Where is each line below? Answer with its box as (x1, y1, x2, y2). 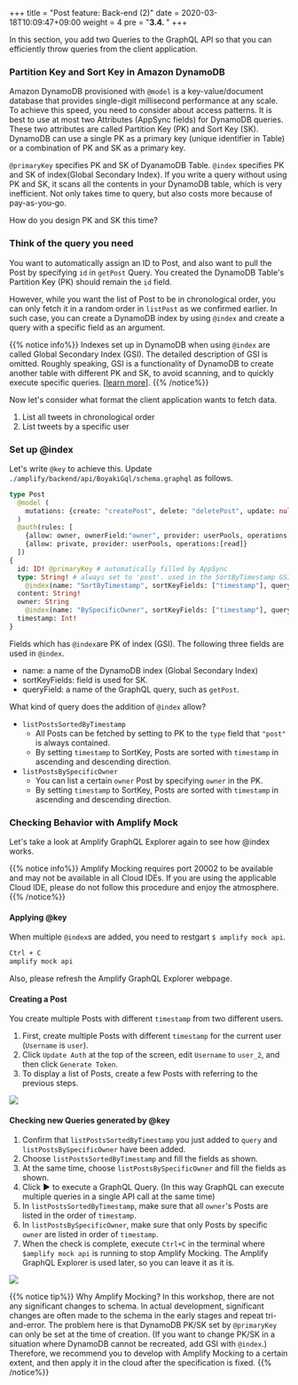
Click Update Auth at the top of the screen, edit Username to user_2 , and (21, 1050, 280, 1060)
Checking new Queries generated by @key (9, 1115, 170, 1125)
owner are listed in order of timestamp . (21, 1229, 159, 1240)
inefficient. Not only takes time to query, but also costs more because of (9, 189, 273, 199)
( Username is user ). (21, 1040, 89, 1051)
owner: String (17, 598, 69, 607)
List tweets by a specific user (21, 421, 130, 431)
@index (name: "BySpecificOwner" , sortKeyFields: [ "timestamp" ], (25, 606, 268, 615)
